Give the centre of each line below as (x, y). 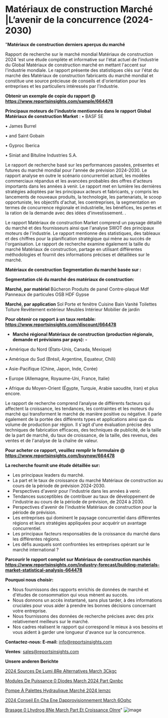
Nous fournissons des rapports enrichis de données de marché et (80, 589)
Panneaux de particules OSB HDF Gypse (47, 294)
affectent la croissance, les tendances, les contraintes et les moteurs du (79, 408)
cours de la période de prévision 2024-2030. (59, 486)
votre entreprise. (30, 611)
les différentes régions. (36, 539)
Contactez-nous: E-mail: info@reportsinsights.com (59, 642)
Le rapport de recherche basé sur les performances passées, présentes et (82, 165)
